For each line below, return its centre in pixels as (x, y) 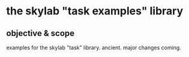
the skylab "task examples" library (95, 11)
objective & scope (40, 33)
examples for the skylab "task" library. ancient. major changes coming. (94, 47)
